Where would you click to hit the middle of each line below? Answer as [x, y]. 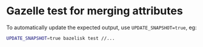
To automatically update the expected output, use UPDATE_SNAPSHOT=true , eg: [101, 27]
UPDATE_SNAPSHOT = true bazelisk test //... [61, 38]
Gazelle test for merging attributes [95, 11]
